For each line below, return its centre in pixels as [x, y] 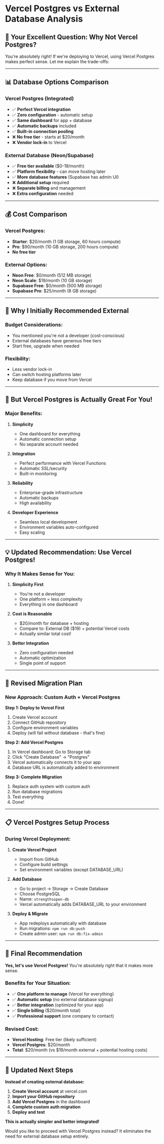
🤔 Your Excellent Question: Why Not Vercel [72, 37]
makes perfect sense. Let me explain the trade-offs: [57, 61]
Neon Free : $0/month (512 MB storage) [52, 275]
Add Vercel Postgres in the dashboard [51, 1101]
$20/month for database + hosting [54, 623]
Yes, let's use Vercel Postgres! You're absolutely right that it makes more [79, 965]
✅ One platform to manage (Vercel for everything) [63, 994]
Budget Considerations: [34, 325]
